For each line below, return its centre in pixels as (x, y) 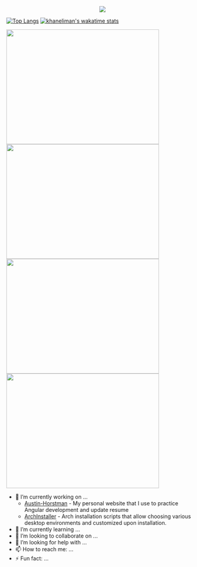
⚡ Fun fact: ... (32, 558)
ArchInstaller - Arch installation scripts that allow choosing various (107, 516)
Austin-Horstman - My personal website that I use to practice (101, 503)
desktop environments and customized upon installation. (95, 523)
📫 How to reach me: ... (44, 549)
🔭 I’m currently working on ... (51, 497)
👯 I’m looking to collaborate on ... (56, 536)
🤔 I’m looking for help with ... (51, 542)
